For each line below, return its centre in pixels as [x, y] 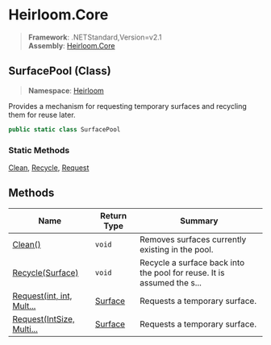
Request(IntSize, [44, 318]
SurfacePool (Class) [60, 71]
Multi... [25, 329]
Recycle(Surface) [46, 272]
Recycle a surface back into [192, 262]
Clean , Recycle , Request [49, 168]
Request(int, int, [42, 296]
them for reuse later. [42, 114]
